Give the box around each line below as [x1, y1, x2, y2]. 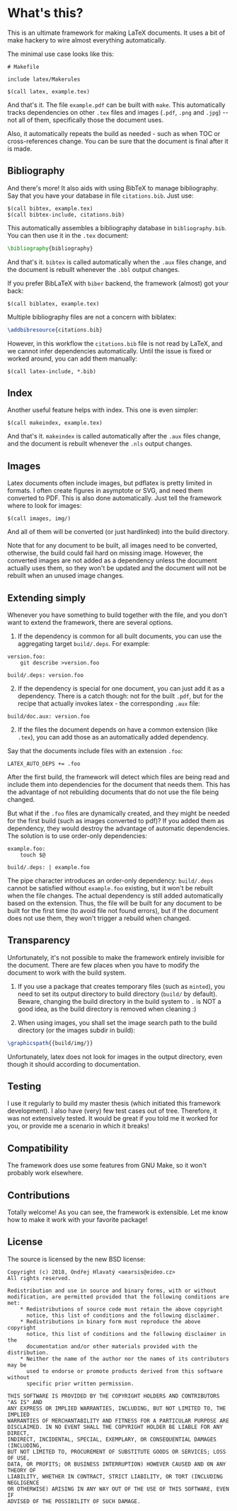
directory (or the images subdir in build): [17, 1026, 136, 1034]
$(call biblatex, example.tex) [7, 300, 100, 307]
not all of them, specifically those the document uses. [7, 115, 164, 124]
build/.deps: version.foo [7, 672, 83, 679]
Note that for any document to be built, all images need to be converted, [7, 541, 218, 550]
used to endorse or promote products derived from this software [25, 1367, 223, 1375]
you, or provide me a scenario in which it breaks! [7, 1121, 150, 1131]
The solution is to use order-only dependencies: [7, 831, 147, 840]
